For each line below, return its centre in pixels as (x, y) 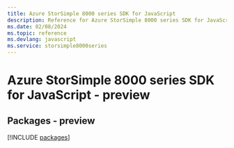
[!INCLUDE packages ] (39, 137)
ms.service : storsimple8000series (57, 46)
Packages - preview (51, 121)
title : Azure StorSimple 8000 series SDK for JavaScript (92, 14)
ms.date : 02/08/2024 (37, 26)
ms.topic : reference (37, 33)
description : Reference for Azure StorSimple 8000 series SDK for (106, 20)
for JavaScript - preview (79, 95)
